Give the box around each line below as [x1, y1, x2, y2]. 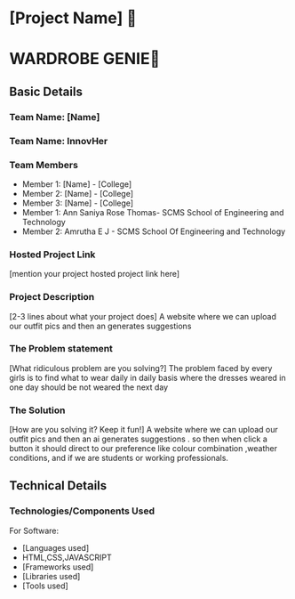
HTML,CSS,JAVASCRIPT [21, 552, 113, 563]
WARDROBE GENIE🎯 [9, 49, 161, 69]
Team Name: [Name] [9, 110, 100, 123]
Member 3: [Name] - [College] [21, 198, 134, 208]
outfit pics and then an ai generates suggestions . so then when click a [9, 433, 268, 444]
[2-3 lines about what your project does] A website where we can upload [9, 311, 277, 321]
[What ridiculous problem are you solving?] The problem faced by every [9, 362, 273, 373]
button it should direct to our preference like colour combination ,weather [9, 443, 278, 454]
